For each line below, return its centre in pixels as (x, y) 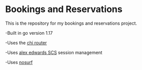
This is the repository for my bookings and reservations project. (71, 23)
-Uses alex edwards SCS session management (54, 52)
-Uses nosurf (19, 62)
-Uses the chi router (26, 43)
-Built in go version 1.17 (29, 33)
